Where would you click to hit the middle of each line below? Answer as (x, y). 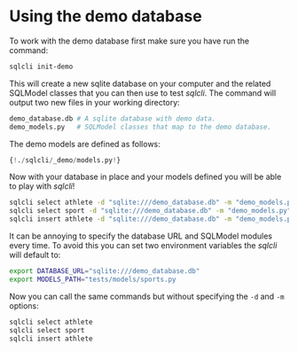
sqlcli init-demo (41, 66)
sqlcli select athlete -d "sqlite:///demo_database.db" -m (121, 203)
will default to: (35, 255)
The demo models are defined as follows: (85, 144)
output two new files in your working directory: (94, 102)
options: (24, 305)
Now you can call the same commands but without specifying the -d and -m (147, 296)
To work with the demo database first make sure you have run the (129, 41)
